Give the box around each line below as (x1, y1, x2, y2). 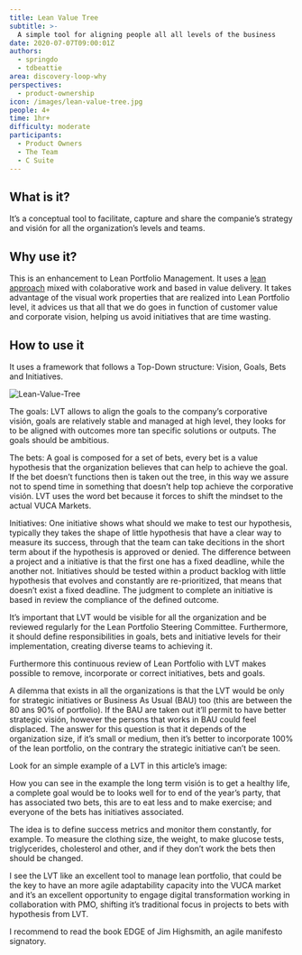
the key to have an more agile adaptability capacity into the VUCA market (9, 879, 281, 890)
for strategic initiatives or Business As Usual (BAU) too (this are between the (9, 694, 293, 705)
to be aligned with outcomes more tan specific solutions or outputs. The (9, 425, 277, 436)
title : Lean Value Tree (9, 13, 99, 23)
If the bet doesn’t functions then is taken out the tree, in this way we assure (9, 471, 289, 482)
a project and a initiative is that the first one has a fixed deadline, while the (9, 556, 286, 567)
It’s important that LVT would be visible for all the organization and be (9, 611, 268, 623)
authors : (9, 47, 42, 56)
